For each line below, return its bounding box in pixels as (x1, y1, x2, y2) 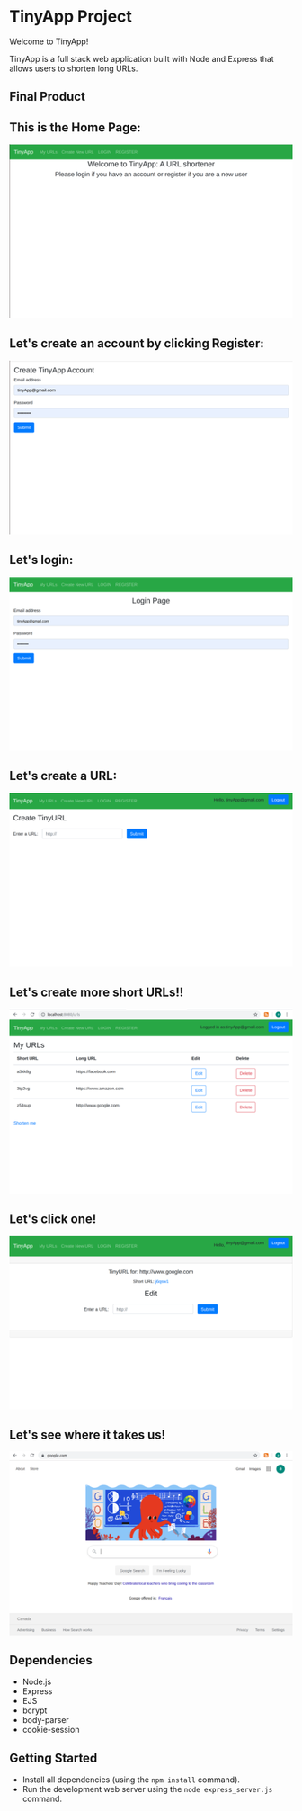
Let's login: (9, 552, 74, 568)
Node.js (22, 1676, 52, 1688)
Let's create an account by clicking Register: (9, 336, 264, 352)
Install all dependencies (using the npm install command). (22, 1774, 241, 1785)
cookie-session (22, 1725, 80, 1735)
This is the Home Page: (9, 120, 141, 135)
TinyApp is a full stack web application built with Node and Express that (9, 53, 274, 64)
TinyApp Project (9, 6, 133, 27)
